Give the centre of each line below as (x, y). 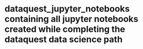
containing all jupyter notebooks (71, 19)
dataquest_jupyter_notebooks (67, 9)
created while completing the (65, 29)
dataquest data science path (63, 40)
